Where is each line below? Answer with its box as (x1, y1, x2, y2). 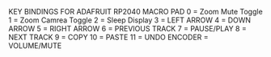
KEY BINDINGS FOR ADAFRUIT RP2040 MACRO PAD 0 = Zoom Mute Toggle (8, 7, 263, 16)
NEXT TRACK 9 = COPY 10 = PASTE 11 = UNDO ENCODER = (8, 32, 209, 42)
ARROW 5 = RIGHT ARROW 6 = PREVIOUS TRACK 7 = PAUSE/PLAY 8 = (8, 24, 247, 33)
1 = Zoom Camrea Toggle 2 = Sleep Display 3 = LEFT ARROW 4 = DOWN (8, 15, 252, 25)
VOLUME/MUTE (8, 41, 62, 51)
